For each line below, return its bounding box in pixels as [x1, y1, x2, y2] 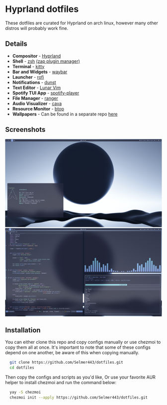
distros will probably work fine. [5, 25, 69, 31]
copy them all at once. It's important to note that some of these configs [5, 344, 151, 350]
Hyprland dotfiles [5, 3, 79, 15]
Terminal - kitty [12, 63, 45, 69]
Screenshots [5, 125, 46, 134]
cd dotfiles [9, 365, 35, 370]
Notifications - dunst [12, 79, 56, 85]
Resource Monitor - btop [12, 105, 65, 111]
